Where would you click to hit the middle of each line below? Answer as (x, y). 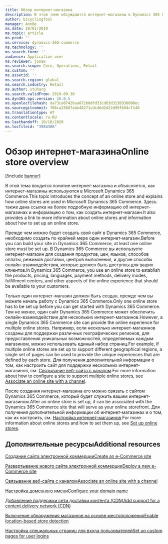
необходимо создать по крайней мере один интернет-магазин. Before (80, 238)
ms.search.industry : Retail (34, 84)
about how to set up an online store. (42, 223)
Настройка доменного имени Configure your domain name (67, 491)
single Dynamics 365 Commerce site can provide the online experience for (82, 322)
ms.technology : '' (24, 47)
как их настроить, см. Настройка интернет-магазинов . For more (73, 418)
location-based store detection (37, 521)
